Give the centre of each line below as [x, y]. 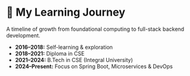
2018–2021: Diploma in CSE [50, 53]
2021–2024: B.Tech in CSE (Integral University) [74, 60]
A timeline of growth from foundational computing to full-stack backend [95, 29]
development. [23, 35]
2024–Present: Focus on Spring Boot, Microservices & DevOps [94, 66]
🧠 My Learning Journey [66, 12]
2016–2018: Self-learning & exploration [64, 47]
